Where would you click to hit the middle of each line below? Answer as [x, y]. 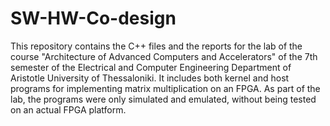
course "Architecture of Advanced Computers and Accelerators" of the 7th [164, 56]
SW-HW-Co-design [93, 18]
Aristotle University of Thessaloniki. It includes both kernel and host [150, 78]
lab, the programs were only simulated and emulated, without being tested [163, 99]
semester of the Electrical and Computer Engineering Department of [151, 67]
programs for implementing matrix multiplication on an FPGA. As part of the [165, 88]
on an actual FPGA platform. [68, 109]
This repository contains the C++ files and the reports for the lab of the [156, 46]
